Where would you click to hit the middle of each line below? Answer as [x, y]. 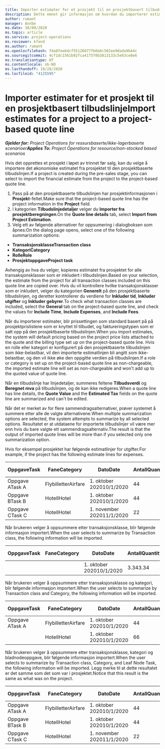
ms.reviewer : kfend [25, 42]
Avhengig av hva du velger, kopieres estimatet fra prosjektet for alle [73, 270]
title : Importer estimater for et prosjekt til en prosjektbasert [74, 10]
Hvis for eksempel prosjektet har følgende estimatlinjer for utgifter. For [76, 449]
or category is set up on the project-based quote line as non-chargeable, [79, 363]
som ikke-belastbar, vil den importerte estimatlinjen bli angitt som [71, 353]
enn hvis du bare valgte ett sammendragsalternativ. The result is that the [78, 429]
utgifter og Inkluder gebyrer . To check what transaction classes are [73, 301]
